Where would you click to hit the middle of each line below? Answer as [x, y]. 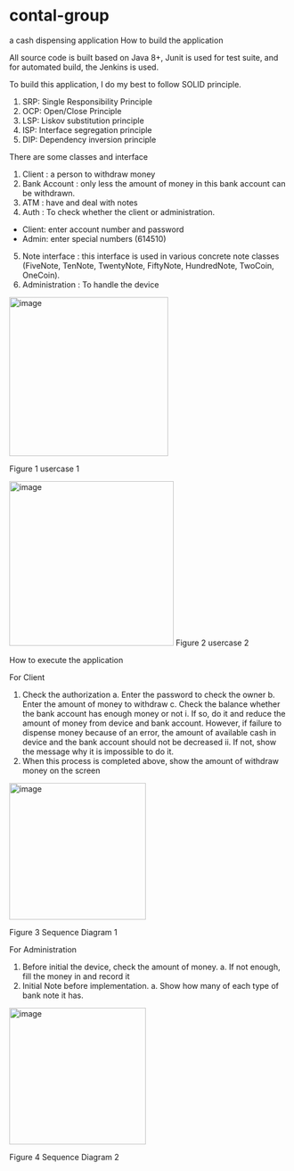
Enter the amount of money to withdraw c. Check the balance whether [151, 704]
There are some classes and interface [79, 156]
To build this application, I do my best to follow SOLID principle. [126, 84]
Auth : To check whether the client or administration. [118, 212]
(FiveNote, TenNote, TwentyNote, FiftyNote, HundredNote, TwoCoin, [148, 265]
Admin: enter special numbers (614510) [94, 238]
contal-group [59, 16]
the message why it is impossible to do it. [98, 752]
